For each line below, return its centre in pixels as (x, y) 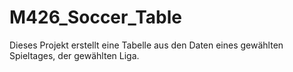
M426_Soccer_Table (95, 17)
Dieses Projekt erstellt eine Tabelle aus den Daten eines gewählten (146, 45)
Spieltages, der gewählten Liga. (74, 55)
